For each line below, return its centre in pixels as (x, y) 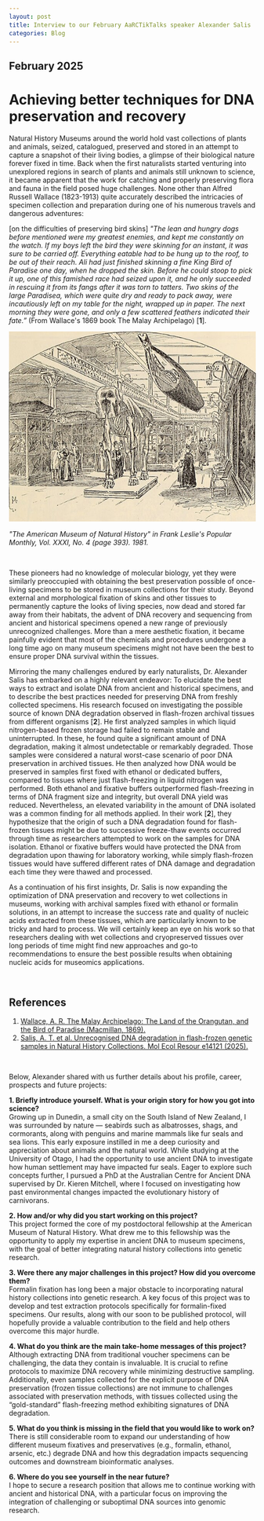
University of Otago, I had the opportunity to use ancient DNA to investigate (131, 1158)
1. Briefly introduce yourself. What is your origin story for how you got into (132, 1100)
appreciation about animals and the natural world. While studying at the (124, 1150)
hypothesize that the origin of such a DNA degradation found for (113, 822)
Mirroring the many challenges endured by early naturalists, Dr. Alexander (128, 672)
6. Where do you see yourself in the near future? (89, 1476)
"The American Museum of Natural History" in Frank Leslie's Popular (120, 534)
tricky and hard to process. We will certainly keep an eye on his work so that (132, 929)
